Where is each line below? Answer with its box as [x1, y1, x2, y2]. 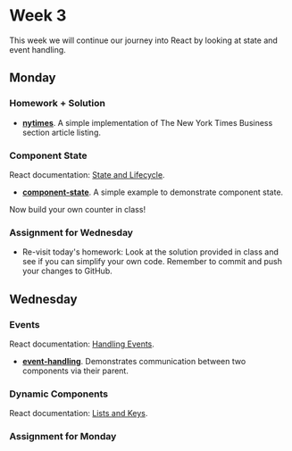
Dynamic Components [9, 388, 109, 400]
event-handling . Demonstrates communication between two [21, 355, 246, 366]
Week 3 [9, 5, 67, 26]
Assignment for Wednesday [9, 226, 134, 238]
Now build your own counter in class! [9, 204, 146, 214]
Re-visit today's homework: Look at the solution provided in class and [21, 246, 279, 257]
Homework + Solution [9, 97, 105, 110]
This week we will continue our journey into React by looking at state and [9, 35, 279, 46]
